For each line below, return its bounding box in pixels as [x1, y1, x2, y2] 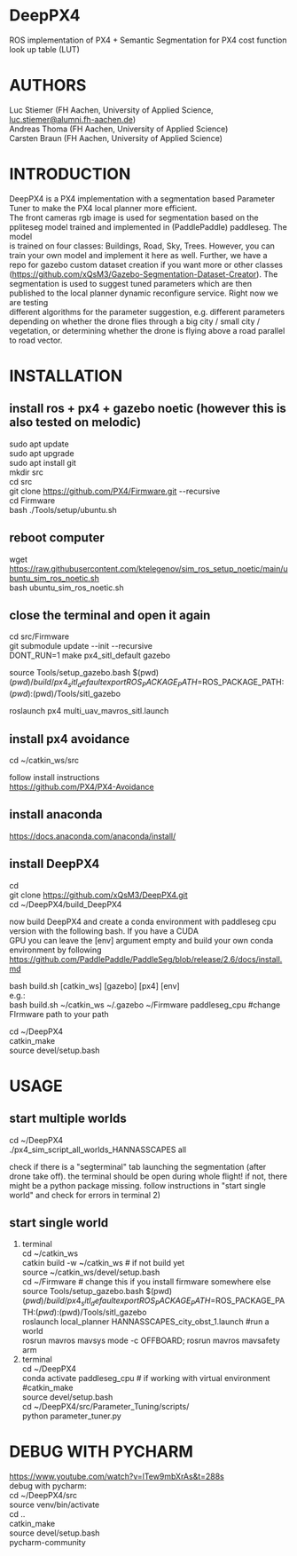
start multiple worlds [9, 1111, 127, 1126]
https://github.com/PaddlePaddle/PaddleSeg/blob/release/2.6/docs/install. [9, 953, 283, 964]
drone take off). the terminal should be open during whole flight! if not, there [9, 1171, 288, 1181]
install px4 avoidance [9, 731, 130, 746]
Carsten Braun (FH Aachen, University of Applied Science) [9, 132, 223, 143]
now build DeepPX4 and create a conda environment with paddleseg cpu [9, 916, 277, 927]
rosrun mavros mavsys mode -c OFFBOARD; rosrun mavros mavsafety [21, 1335, 281, 1346]
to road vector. [9, 335, 63, 345]
